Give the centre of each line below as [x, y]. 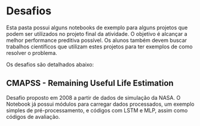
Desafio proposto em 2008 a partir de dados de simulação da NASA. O [93, 97]
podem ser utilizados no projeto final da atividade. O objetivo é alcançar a [97, 33]
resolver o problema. [32, 53]
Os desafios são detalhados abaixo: [50, 64]
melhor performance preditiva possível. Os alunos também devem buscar [96, 40]
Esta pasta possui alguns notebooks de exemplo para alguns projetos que [97, 27]
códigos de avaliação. [33, 116]
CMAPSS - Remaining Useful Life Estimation [90, 83]
